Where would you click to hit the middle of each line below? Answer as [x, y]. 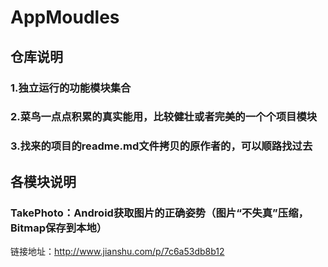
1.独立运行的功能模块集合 [71, 88]
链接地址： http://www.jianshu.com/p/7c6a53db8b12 [117, 252]
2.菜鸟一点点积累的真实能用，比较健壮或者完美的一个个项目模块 [164, 117]
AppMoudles [65, 17]
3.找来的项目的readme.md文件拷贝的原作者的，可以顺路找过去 [161, 146]
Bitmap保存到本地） [59, 228]
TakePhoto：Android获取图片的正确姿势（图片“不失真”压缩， [159, 213]
